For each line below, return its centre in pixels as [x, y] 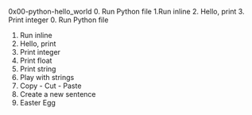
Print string [38, 69]
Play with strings [47, 77]
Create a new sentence [58, 94]
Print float [36, 60]
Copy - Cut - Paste [50, 86]
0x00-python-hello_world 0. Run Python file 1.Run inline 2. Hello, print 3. [126, 11]
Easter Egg [37, 103]
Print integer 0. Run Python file [58, 20]
